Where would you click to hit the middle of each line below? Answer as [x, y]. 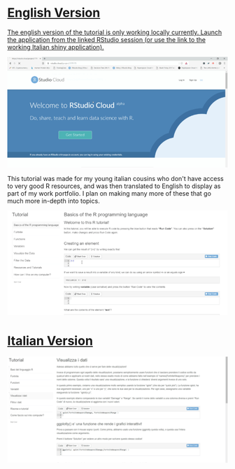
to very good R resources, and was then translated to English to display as [114, 186]
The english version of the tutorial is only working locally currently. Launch [115, 32]
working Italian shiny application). [56, 47]
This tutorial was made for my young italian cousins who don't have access [115, 178]
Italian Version [50, 341]
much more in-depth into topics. [54, 201]
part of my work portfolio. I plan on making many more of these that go [109, 193]
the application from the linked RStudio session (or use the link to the [107, 39]
